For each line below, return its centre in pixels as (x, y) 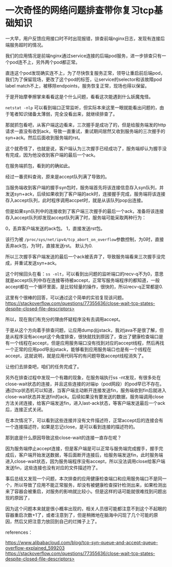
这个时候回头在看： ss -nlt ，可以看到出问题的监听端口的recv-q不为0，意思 (84, 274)
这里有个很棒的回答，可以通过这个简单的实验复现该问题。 (66, 297)
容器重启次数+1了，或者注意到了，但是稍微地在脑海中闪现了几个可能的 (79, 515)
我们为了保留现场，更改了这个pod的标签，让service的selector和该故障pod (84, 79)
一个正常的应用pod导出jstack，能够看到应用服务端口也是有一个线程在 (79, 349)
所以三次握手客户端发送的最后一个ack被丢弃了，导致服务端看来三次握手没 (83, 256)
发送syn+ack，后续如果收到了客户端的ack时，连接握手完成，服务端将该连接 (85, 194)
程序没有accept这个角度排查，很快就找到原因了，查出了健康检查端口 (87, 336)
